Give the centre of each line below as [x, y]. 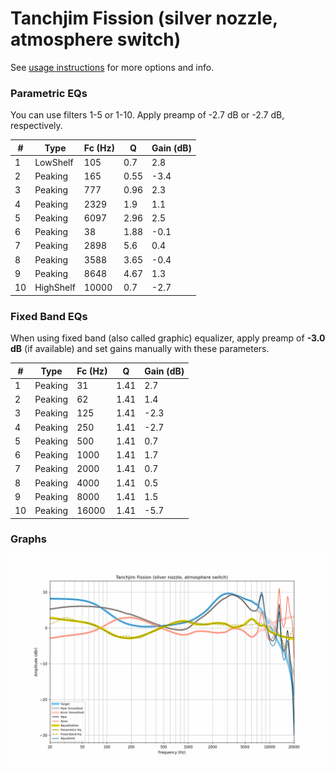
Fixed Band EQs [49, 316]
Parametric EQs [49, 93]
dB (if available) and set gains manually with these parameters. [140, 349]
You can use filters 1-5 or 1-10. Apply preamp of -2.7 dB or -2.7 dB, [147, 115]
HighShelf [55, 288]
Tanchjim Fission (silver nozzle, [144, 18]
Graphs [28, 539]
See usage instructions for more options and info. [112, 67]
